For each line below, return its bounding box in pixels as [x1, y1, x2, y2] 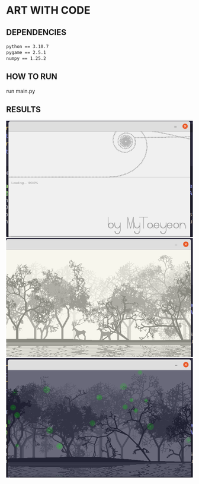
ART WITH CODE [6, 4, 91, 17]
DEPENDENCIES [6, 27, 67, 37]
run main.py [6, 87, 36, 94]
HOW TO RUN [6, 72, 57, 82]
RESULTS [6, 105, 41, 115]
